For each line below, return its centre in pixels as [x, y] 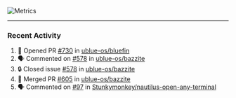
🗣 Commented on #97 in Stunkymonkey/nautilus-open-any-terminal [117, 87]
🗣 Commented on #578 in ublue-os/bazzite [81, 59]
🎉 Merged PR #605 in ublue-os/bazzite [74, 79]
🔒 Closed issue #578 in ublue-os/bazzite [76, 69]
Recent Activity [34, 35]
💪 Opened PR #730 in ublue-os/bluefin [73, 51]
